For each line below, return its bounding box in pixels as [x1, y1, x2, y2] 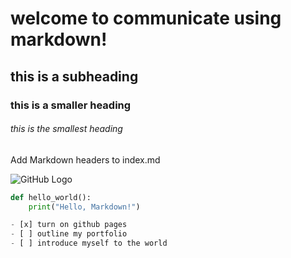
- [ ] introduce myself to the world [10, 238, 168, 249]
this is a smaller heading [10, 98, 132, 112]
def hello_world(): [10, 192, 92, 202]
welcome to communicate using [10, 7, 282, 30]
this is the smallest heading [10, 123, 123, 135]
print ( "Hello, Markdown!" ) [28, 202, 141, 212]
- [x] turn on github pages [10, 220, 128, 230]
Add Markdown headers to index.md [10, 153, 161, 166]
